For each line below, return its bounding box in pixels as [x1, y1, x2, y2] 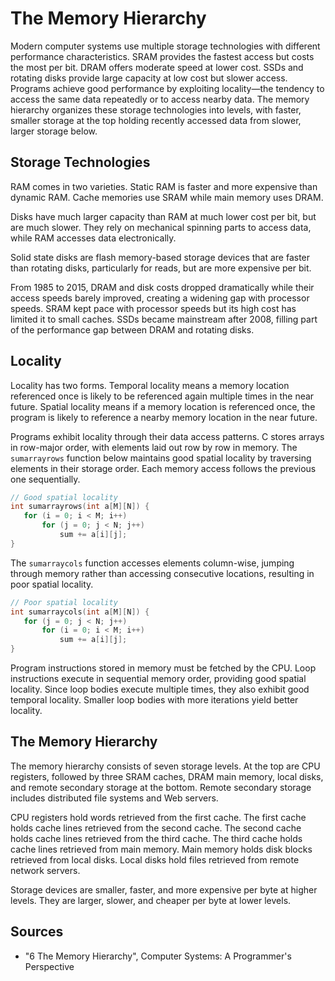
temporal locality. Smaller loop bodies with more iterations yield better [10, 694, 299, 706]
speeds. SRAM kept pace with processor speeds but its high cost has [10, 302, 297, 314]
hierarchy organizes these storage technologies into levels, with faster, [10, 103, 302, 116]
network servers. [10, 864, 81, 876]
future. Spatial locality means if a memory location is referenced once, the [10, 400, 316, 412]
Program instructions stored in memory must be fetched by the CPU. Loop [10, 662, 317, 674]
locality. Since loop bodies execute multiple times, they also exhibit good [10, 683, 310, 696]
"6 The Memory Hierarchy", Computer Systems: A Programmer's [24, 950, 292, 962]
